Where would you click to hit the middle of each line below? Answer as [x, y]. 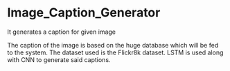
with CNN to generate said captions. [59, 59]
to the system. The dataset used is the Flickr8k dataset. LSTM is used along [115, 52]
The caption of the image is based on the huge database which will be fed [113, 45]
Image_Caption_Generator [84, 13]
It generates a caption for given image [62, 32]
